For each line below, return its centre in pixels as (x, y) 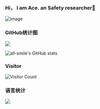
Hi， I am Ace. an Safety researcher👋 (50, 7)
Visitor (13, 66)
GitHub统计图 (22, 33)
